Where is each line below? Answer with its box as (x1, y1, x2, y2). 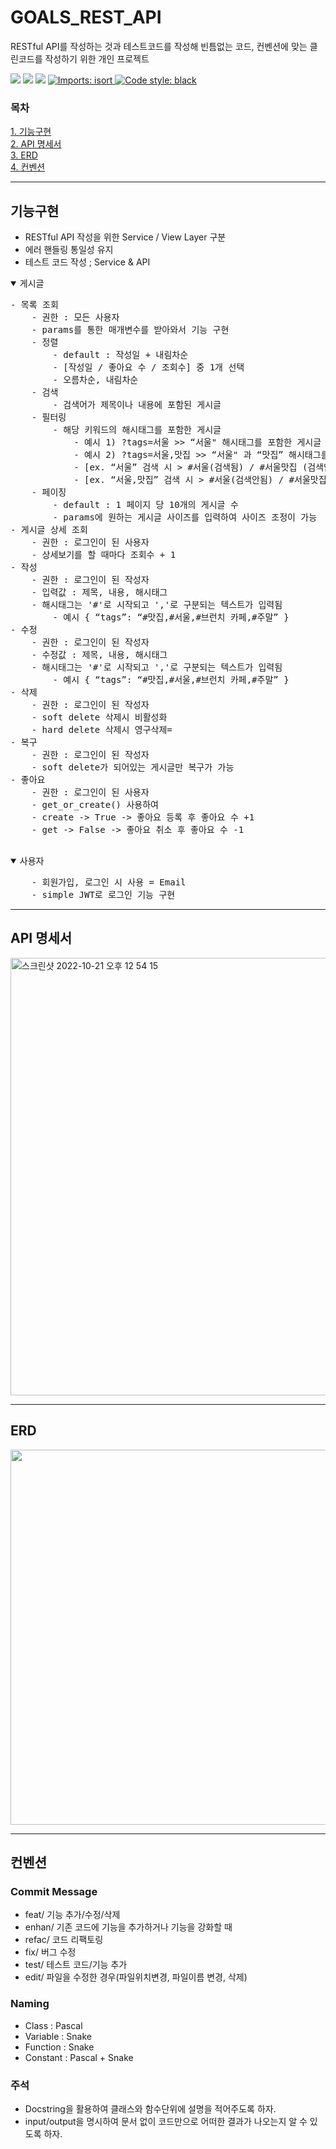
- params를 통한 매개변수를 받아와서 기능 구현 (31, 324, 230, 336)
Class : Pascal (24, 2019, 83, 2031)
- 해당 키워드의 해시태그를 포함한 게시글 (52, 424, 222, 436)
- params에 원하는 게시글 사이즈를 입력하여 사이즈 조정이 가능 (52, 512, 318, 523)
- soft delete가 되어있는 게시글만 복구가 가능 (31, 762, 235, 773)
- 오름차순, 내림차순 (52, 374, 139, 386)
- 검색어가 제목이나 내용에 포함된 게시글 (52, 399, 222, 411)
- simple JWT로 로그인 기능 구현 (31, 889, 176, 901)
